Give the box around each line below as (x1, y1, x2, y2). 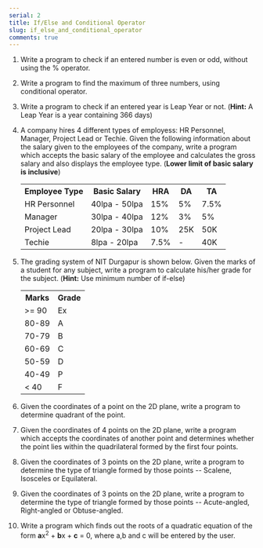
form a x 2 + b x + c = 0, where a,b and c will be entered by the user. (20, 529, 236, 540)
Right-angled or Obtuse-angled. (20, 506, 124, 515)
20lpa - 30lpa (90, 225, 143, 236)
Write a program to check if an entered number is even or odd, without (20, 55, 248, 64)
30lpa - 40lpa (90, 211, 143, 222)
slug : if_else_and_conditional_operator (9, 26, 143, 34)
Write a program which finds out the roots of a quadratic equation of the (20, 521, 253, 531)
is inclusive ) (20, 167, 61, 177)
